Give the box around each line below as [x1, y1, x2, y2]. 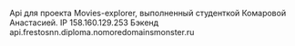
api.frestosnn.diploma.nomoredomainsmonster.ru [9, 27, 195, 37]
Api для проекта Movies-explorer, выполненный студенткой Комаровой [9, 8, 287, 18]
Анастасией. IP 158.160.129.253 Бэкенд [9, 17, 159, 28]
